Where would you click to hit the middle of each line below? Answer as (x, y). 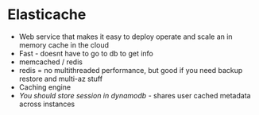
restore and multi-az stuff (61, 79)
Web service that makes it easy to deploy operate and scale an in (126, 36)
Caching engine (45, 87)
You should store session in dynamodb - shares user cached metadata (135, 95)
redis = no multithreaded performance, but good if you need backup (131, 70)
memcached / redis (50, 62)
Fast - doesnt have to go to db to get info (86, 53)
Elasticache (47, 15)
